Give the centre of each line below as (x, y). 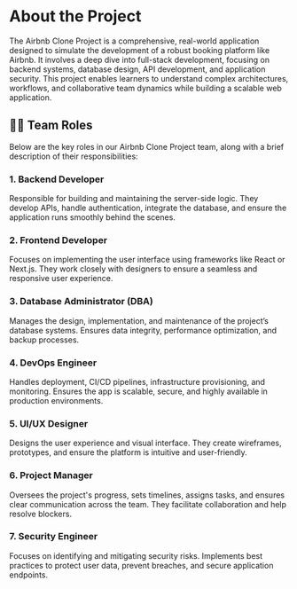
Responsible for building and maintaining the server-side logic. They (134, 199)
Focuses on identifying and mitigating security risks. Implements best (136, 555)
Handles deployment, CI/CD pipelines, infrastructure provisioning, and (137, 381)
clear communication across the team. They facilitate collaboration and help (148, 504)
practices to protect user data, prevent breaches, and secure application (141, 565)
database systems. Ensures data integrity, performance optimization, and (143, 330)
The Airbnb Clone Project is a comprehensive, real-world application (134, 41)
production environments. (56, 400)
